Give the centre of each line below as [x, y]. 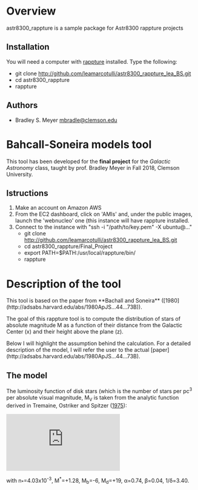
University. [20, 174]
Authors [22, 105]
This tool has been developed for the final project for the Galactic [88, 161]
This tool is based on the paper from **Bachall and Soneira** [83, 301]
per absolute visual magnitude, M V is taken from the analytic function [93, 398]
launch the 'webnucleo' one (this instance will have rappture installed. [102, 221]
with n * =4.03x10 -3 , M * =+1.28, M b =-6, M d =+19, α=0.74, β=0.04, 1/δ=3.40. [98, 480]
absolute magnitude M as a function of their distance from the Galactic [94, 325]
